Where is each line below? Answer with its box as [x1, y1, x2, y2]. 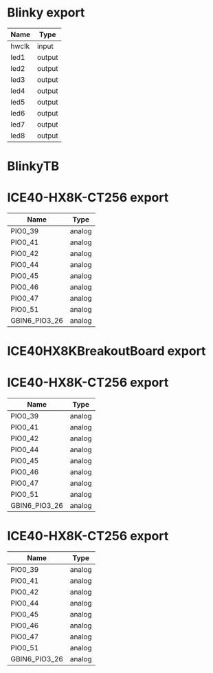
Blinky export [7, 5, 85, 21]
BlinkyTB [7, 158, 60, 174]
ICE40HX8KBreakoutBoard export [7, 343, 206, 359]
